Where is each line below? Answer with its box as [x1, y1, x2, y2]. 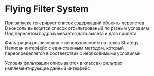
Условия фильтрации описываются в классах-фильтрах [5, 60, 123, 66]
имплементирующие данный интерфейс [5, 65, 90, 71]
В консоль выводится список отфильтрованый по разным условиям [5, 25, 149, 31]
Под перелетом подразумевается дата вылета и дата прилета [5, 30, 137, 36]
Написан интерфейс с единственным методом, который [5, 45, 124, 51]
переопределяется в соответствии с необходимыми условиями [5, 50, 141, 56]
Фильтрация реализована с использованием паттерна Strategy [5, 39, 139, 45]
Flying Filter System [5, 3, 89, 15]
